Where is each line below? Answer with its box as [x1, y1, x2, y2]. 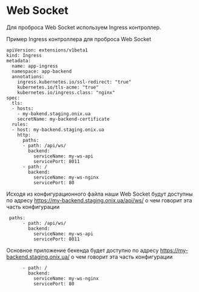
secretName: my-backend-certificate [17, 116, 110, 122]
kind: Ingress [6, 52, 42, 58]
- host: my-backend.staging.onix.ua [12, 127, 104, 133]
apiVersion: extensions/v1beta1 [6, 47, 88, 53]
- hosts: [12, 105, 34, 111]
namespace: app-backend [12, 68, 72, 75]
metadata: [6, 58, 32, 64]
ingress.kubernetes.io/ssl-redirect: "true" [17, 79, 132, 85]
